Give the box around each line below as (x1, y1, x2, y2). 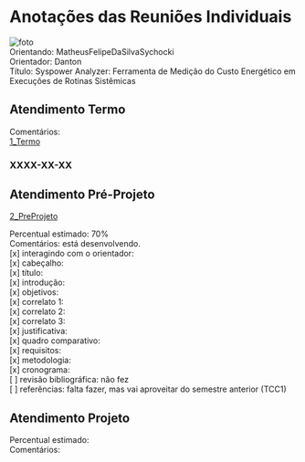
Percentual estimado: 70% (9, 228, 110, 239)
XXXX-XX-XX (9, 158, 73, 171)
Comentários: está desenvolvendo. (9, 238, 142, 249)
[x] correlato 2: (9, 306, 66, 317)
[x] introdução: (9, 277, 66, 289)
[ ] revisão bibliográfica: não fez (9, 374, 130, 385)
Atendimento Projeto (9, 410, 131, 425)
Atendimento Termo (9, 102, 126, 118)
